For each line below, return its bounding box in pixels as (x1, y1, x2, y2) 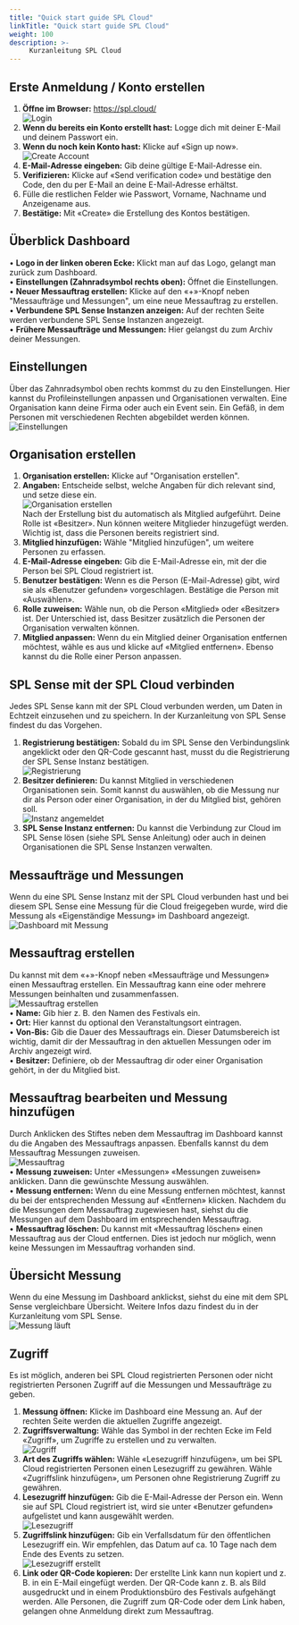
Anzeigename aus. (21, 198, 91, 208)
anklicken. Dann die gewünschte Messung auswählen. (9, 1175, 210, 1186)
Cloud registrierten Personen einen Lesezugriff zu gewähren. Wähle (21, 1463, 272, 1474)
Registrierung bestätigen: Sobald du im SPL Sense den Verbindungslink (21, 737, 290, 748)
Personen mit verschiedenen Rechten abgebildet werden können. (9, 411, 250, 422)
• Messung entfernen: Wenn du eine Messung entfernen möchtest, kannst (9, 1185, 286, 1196)
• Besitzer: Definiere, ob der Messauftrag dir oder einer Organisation (9, 1054, 263, 1065)
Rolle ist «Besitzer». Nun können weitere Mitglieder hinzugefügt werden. (21, 518, 288, 529)
